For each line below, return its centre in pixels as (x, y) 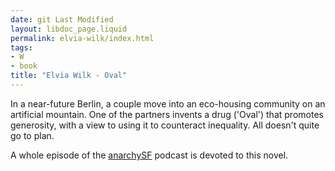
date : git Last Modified (62, 19)
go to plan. (32, 135)
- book (24, 66)
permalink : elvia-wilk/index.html (82, 38)
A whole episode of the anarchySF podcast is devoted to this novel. (149, 155)
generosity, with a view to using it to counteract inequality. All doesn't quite (165, 125)
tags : (21, 47)
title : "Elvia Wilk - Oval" (69, 76)
